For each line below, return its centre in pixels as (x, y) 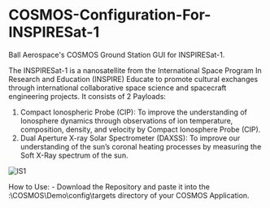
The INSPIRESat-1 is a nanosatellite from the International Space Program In (135, 70)
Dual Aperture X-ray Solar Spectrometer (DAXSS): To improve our (130, 138)
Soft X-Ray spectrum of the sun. (74, 155)
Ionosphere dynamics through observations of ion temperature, (126, 120)
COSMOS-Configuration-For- (110, 15)
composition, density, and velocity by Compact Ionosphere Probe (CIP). (140, 129)
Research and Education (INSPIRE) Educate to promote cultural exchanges (133, 79)
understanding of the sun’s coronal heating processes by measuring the (141, 146)
